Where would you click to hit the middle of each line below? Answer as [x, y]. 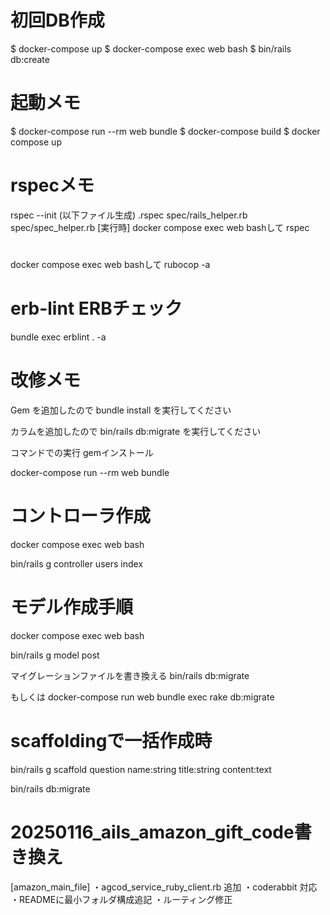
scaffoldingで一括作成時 [111, 740]
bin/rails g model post [55, 655]
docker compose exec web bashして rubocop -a [110, 264]
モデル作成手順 [72, 607]
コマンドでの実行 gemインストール [82, 452]
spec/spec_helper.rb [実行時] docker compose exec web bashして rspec [160, 227]
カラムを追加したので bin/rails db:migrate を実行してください [136, 431]
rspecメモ [52, 185]
